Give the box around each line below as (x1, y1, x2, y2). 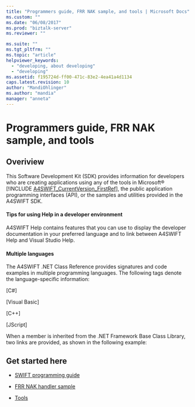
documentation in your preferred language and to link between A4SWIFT (6, 230, 182, 237)
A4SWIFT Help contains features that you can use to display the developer (6, 224, 186, 231)
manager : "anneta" (6, 96, 51, 102)
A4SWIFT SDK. (6, 198, 43, 205)
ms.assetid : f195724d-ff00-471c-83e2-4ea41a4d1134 (6, 74, 132, 80)
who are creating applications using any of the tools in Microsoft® (6, 179, 165, 186)
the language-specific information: (6, 276, 90, 283)
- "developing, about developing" (11, 63, 95, 69)
